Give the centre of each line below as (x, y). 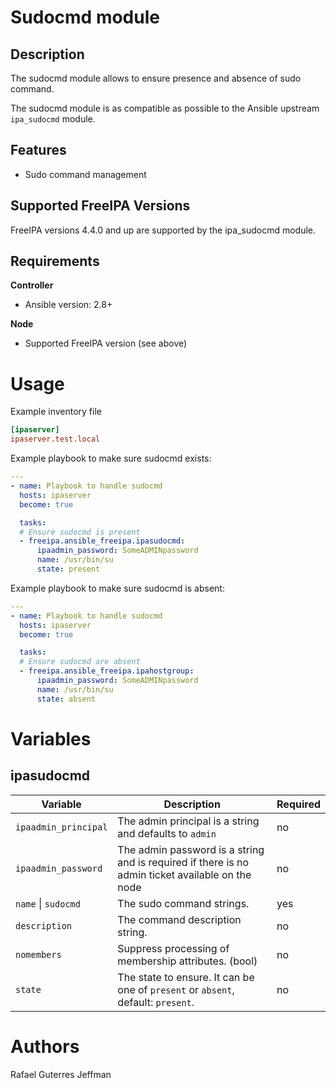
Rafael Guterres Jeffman (61, 1074)
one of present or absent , (176, 989)
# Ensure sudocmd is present (80, 532)
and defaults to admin (167, 833)
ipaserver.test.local (55, 439)
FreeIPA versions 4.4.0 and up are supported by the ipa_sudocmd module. (163, 230)
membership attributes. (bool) (187, 961)
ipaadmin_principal (61, 827)
